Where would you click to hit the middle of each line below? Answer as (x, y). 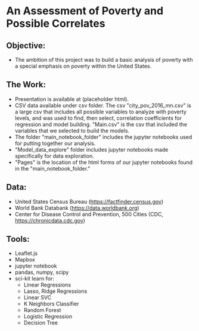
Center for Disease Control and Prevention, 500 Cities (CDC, (89, 214)
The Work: (26, 85)
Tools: (18, 239)
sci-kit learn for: (35, 279)
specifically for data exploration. (54, 156)
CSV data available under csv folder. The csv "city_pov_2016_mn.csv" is (103, 105)
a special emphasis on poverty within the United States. (83, 66)
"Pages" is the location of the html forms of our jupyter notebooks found (104, 162)
